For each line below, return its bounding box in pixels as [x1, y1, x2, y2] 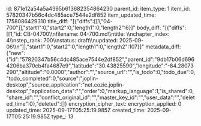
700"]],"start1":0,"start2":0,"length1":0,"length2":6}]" [6, 24, 136, 31]
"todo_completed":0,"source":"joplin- [6, 75, 99, 82]
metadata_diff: [145, 43, 181, 50]
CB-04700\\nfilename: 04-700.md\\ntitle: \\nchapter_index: [23, 30, 170, 38]
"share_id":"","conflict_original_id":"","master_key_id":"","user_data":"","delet [6, 94, 195, 101]
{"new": [6, 50, 26, 56]
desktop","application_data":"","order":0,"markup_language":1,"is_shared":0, [6, 88, 194, 94]
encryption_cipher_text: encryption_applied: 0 [68, 100, 182, 107]
